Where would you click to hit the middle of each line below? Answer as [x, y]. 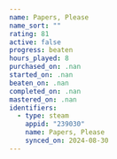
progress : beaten [41, 50]
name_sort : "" [35, 26]
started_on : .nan [41, 75]
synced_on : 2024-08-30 [67, 140]
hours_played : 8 [39, 58]
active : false [35, 42]
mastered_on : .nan [43, 99]
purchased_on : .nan [45, 67]
